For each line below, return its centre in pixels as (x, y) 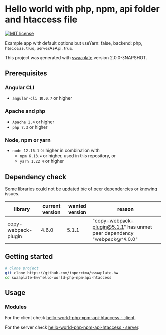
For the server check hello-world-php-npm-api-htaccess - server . (72, 327)
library (22, 209)
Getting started (29, 257)
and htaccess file (41, 20)
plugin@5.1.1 (108, 227)
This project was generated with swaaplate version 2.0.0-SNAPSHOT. (76, 57)
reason (125, 209)
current (52, 206)
